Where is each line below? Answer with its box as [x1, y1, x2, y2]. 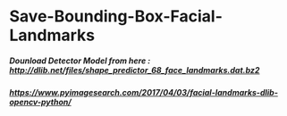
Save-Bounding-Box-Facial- [9, 6, 224, 27]
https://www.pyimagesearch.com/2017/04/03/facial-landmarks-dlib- [9, 87, 279, 98]
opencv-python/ [9, 96, 72, 108]
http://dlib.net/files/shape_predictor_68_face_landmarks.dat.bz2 [9, 64, 260, 75]
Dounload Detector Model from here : [9, 55, 151, 66]
